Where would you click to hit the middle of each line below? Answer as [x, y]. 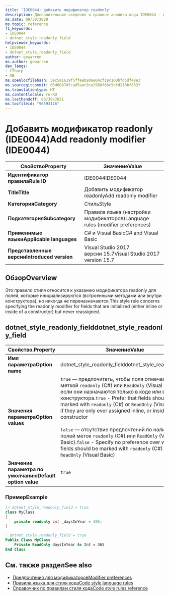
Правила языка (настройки [117, 212]
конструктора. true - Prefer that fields [106, 398]
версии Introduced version [40, 257]
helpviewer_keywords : [28, 43]
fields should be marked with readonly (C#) [111, 449]
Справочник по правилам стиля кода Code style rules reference [80, 588]
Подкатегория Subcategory [42, 219]
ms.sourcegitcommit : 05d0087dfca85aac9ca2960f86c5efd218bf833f [73, 85]
